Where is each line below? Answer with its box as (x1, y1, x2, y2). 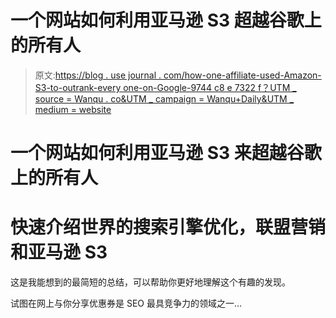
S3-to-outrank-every (34, 81, 122, 93)
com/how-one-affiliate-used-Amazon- (163, 69, 322, 81)
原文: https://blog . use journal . (34, 69, 162, 81)
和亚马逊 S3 (10, 241, 108, 264)
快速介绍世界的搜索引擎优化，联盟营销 (10, 216, 327, 239)
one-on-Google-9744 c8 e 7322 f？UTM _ (123, 81, 297, 93)
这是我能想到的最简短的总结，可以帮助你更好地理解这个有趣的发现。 (10, 276, 291, 288)
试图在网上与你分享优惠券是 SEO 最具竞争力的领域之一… (10, 297, 243, 310)
